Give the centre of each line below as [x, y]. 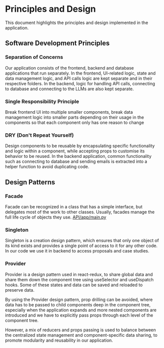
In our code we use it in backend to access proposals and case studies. [77, 251]
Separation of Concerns [34, 57]
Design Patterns [30, 182]
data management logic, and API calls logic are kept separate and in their [79, 78]
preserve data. [20, 290]
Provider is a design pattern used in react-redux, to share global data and [79, 274]
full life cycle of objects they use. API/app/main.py [56, 217]
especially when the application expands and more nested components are [81, 310]
